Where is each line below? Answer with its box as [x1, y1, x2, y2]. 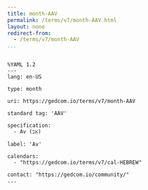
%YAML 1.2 [7, 61, 36, 68]
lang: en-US [7, 74, 42, 81]
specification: [7, 122, 52, 129]
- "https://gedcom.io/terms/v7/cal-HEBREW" [13, 159, 142, 166]
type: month [7, 86, 42, 93]
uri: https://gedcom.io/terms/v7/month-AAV [7, 98, 136, 105]
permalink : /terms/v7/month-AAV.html [7, 17, 117, 24]
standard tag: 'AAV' [7, 110, 68, 117]
